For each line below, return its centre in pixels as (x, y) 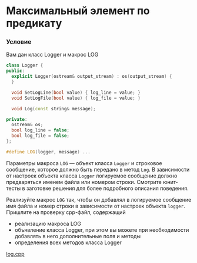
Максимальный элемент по (78, 11)
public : (16, 71)
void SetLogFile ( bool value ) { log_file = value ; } (76, 98)
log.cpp (15, 254)
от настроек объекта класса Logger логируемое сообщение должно (92, 176)
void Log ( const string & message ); (54, 109)
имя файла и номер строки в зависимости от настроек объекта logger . (96, 206)
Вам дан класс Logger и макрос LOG (52, 55)
